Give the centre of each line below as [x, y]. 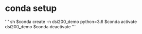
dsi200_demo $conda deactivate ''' [41, 26]
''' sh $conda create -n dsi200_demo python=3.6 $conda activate [71, 22]
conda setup [31, 8]
